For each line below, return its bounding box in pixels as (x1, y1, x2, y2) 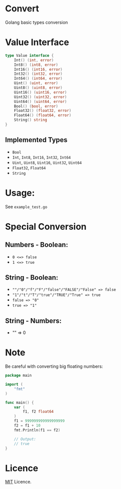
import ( (5, 382, 23, 387)
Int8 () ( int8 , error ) (14, 62, 58, 67)
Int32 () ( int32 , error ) (14, 71, 63, 77)
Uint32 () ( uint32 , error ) (14, 95, 67, 99)
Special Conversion (5, 221, 87, 232)
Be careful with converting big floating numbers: (5, 363, 103, 369)
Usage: (5, 187, 35, 198)
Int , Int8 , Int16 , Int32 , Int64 (12, 154, 71, 160)
